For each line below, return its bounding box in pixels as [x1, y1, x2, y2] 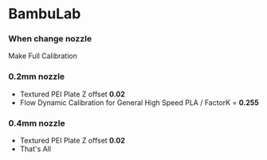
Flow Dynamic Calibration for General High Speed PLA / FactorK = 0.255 [19, 97, 259, 107]
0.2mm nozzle [8, 71, 65, 82]
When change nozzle [8, 33, 92, 45]
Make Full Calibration [8, 51, 77, 60]
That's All [19, 144, 52, 154]
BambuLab [8, 5, 81, 23]
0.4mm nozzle [8, 117, 65, 128]
